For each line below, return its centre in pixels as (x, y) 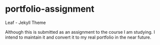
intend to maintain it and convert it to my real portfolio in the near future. (78, 37)
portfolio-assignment (50, 9)
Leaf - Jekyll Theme (25, 22)
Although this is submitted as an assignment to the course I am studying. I (80, 32)
